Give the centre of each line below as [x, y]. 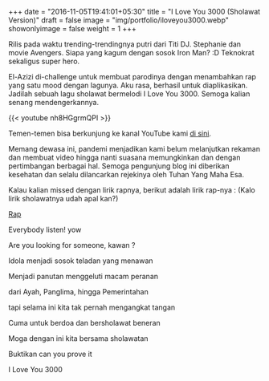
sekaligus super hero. [44, 61]
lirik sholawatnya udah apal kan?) [63, 199]
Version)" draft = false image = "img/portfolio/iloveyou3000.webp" [118, 20]
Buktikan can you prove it [50, 354]
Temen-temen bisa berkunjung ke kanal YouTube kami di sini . [110, 133]
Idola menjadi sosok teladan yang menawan [81, 261]
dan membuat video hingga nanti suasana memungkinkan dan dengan [124, 157]
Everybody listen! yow [45, 229]
